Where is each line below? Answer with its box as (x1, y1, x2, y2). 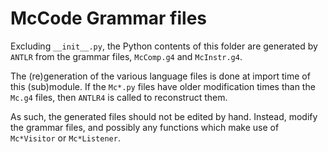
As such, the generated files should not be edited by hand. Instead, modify (10, 110, 318, 122)
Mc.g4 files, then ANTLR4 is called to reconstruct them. (10, 91, 228, 103)
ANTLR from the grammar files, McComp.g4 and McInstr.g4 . (10, 50, 243, 62)
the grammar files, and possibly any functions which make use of (10, 121, 280, 133)
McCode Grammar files (10, 7, 208, 30)
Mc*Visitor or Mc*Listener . (10, 132, 121, 144)
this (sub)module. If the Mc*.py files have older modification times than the (10, 80, 316, 92)
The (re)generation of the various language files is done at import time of (10, 70, 311, 82)
